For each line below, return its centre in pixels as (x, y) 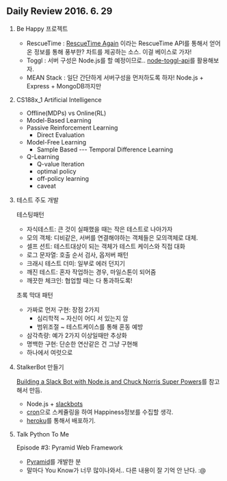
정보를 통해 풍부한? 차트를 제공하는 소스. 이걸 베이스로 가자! (113, 51)
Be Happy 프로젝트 (42, 28)
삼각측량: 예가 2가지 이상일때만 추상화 (77, 335)
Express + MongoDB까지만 (64, 86)
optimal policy (56, 171)
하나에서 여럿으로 (50, 352)
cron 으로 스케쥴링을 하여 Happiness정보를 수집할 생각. (100, 412)
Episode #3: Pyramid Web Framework (69, 447)
